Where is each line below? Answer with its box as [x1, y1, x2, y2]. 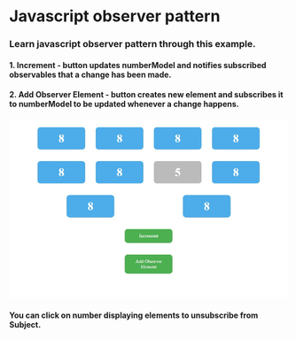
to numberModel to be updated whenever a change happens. [9, 99, 239, 110]
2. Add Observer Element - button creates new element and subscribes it [9, 89, 284, 100]
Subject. [9, 319, 42, 329]
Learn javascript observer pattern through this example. [9, 38, 256, 50]
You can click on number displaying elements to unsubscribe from [9, 310, 259, 320]
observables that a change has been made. [9, 69, 172, 80]
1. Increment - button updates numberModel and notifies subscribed [9, 59, 267, 70]
